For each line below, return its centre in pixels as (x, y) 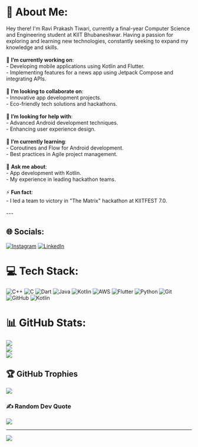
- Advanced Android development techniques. (62, 122)
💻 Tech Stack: (42, 271)
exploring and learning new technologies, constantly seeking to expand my (97, 41)
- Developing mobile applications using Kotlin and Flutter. (75, 66)
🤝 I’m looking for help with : (39, 116)
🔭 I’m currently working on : (40, 60)
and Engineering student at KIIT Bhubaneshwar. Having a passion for (90, 34)
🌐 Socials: (25, 232)
